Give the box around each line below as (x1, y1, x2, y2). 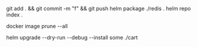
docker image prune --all (6, 23, 68, 29)
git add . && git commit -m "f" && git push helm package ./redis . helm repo (6, 5, 191, 12)
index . (6, 11, 23, 18)
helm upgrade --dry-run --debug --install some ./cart (6, 34, 138, 41)
